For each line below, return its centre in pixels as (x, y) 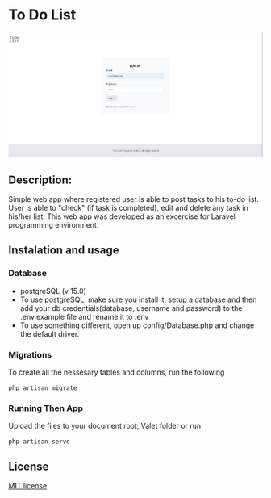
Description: (40, 180)
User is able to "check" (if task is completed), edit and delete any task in (128, 208)
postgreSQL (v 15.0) (53, 291)
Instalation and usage (64, 251)
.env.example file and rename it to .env (84, 316)
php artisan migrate (43, 388)
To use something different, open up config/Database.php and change (137, 325)
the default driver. (50, 333)
